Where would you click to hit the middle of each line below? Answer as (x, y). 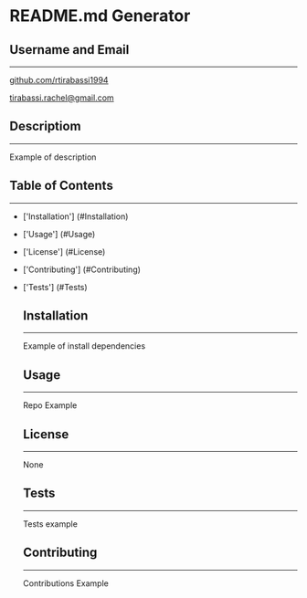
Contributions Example (66, 583)
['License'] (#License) (64, 251)
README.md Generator (100, 16)
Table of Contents (62, 186)
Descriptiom (45, 126)
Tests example (50, 524)
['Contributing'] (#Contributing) (82, 269)
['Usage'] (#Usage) (59, 234)
